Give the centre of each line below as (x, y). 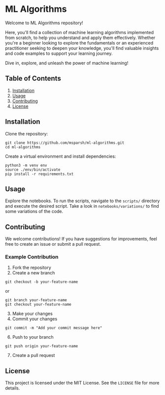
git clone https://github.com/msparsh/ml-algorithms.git (65, 143)
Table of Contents (33, 78)
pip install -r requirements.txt (39, 174)
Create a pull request (33, 355)
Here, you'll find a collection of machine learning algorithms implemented (80, 32)
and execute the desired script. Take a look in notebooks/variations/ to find (82, 206)
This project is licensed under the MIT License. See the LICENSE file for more (82, 383)
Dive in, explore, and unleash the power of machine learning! (67, 63)
